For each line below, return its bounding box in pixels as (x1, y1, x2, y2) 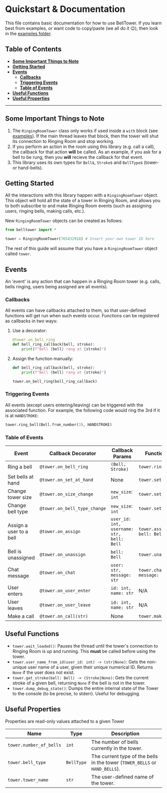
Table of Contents (5, 45, 62, 53)
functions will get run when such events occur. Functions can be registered (5, 313, 160, 319)
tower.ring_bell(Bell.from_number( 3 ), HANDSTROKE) (5, 422, 112, 427)
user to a (7, 528, 28, 535)
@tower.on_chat (39, 569, 76, 575)
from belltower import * (5, 228, 57, 233)
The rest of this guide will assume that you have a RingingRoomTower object (5, 246, 158, 252)
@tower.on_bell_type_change (39, 506, 106, 511)
